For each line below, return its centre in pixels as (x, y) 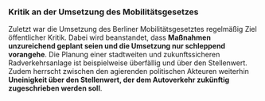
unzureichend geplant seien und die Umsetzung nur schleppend (117, 46)
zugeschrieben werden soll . (55, 88)
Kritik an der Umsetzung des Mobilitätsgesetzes (103, 12)
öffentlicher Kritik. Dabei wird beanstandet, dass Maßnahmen (109, 37)
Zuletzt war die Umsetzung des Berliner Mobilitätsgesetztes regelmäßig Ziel (132, 29)
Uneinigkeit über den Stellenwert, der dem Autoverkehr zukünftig (119, 80)
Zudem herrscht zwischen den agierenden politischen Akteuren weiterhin (129, 72)
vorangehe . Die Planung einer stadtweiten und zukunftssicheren (114, 55)
